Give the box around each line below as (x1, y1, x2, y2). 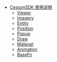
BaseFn (17, 52, 33, 58)
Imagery (17, 15, 34, 21)
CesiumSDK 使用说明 (9, 4, 52, 10)
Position (17, 26, 34, 31)
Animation (17, 46, 38, 52)
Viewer (17, 10, 32, 16)
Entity (17, 20, 29, 26)
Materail (17, 41, 34, 47)
